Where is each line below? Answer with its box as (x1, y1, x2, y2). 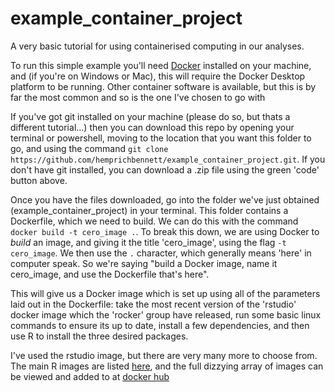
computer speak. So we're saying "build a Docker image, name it (10, 257, 278, 269)
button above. (10, 174, 68, 186)
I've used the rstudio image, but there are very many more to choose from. (10, 349, 318, 361)
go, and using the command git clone (10, 142, 169, 154)
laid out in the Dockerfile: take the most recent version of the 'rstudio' (10, 298, 297, 310)
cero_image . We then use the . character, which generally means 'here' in (10, 247, 312, 259)
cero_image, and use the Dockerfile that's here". (10, 268, 210, 280)
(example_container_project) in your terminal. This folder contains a (10, 204, 289, 216)
